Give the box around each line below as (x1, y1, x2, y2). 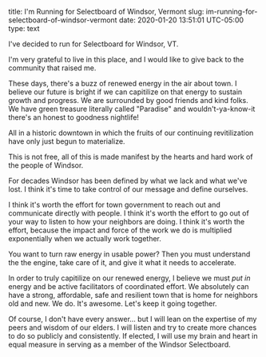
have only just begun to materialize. (8, 137, 125, 146)
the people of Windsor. (8, 161, 84, 170)
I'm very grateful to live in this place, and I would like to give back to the (8, 55, 244, 64)
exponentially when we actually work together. (8, 234, 162, 243)
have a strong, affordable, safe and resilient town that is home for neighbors (8, 291, 258, 299)
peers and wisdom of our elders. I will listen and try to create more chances (8, 323, 257, 332)
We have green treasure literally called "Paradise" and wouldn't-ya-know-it (8, 104, 256, 113)
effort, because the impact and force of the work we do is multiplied (8, 225, 232, 235)
